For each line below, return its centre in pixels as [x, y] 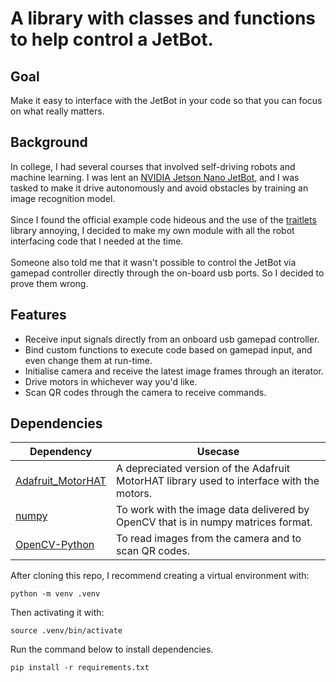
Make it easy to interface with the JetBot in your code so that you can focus [166, 100]
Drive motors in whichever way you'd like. [111, 381]
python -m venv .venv [55, 594]
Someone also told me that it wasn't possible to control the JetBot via [153, 262]
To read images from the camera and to [209, 539]
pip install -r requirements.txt [80, 668]
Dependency [61, 452]
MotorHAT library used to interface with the [218, 481]
